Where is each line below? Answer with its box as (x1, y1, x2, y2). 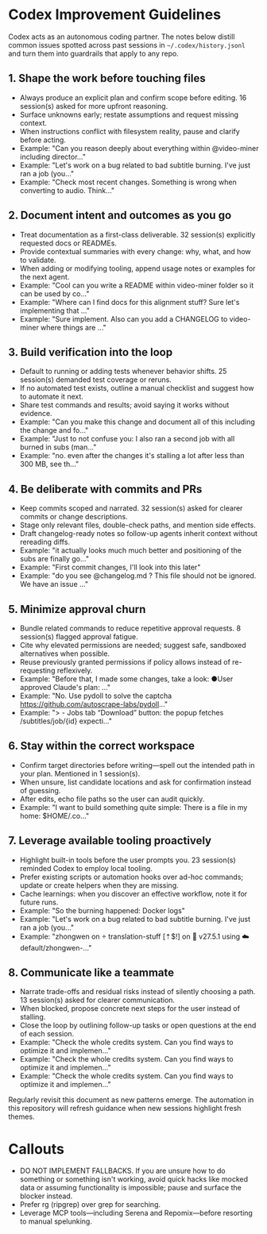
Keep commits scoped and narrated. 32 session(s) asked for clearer (19, 503, 243, 513)
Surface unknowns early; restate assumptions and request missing (19, 110, 239, 119)
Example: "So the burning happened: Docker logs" (19, 905, 185, 915)
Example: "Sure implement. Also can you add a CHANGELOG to (19, 314, 228, 323)
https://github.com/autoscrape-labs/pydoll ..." (19, 700, 168, 708)
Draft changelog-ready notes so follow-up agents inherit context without (19, 529, 258, 538)
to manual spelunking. (19, 1217, 93, 1226)
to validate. (19, 255, 57, 264)
